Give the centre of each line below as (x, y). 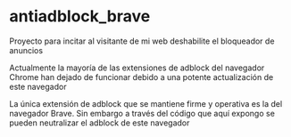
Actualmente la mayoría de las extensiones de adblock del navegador (137, 68)
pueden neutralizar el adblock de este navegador (100, 123)
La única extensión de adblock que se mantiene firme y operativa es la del (146, 103)
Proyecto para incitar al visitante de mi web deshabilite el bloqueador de (142, 41)
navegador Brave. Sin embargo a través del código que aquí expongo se (142, 113)
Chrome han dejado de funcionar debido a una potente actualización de (141, 77)
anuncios (26, 50)
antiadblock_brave (80, 16)
